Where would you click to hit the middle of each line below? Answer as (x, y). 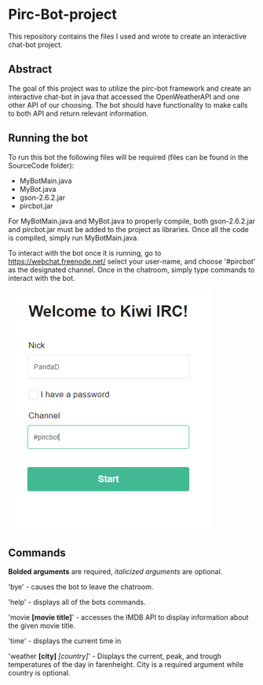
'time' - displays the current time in (65, 641)
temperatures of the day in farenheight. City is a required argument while (126, 665)
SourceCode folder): (41, 165)
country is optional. (39, 673)
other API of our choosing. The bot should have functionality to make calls (128, 105)
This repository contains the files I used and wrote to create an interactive (128, 36)
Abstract (30, 70)
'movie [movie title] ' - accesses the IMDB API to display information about (128, 617)
